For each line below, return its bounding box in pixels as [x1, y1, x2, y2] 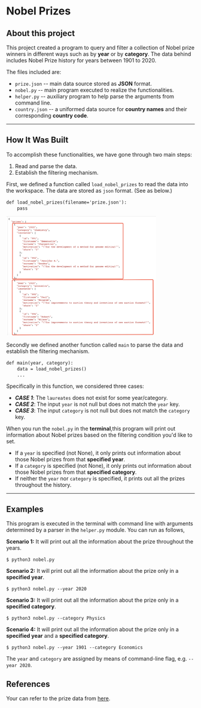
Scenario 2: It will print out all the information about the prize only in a [6, 567, 179, 575]
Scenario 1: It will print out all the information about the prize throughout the [6, 538, 193, 545]
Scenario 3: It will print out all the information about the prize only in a [6, 596, 179, 604]
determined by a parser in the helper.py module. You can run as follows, [6, 527, 185, 534]
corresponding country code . [14, 112, 89, 119]
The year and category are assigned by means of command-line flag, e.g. [6, 655, 187, 662]
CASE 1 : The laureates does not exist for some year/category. [14, 394, 168, 401]
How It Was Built [6, 135, 69, 145]
